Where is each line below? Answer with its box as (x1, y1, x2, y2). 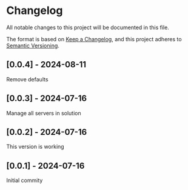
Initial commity (6, 177, 43, 184)
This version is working (6, 143, 65, 151)
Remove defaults (6, 75, 49, 83)
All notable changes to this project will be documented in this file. (6, 24, 170, 31)
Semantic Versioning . (6, 42, 59, 49)
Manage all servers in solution (6, 109, 81, 117)
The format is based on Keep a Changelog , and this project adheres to (6, 35, 182, 42)
